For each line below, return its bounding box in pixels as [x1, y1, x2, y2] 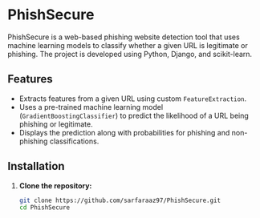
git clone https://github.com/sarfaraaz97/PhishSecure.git [18, 196, 221, 204]
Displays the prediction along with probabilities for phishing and [18, 127, 230, 137]
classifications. [49, 136, 100, 146]
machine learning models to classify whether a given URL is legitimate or [7, 40, 248, 50]
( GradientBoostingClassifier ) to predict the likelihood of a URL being [18, 111, 250, 120]
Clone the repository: [18, 180, 92, 190]
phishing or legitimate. [18, 119, 93, 129]
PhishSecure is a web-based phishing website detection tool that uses [7, 32, 240, 42]
